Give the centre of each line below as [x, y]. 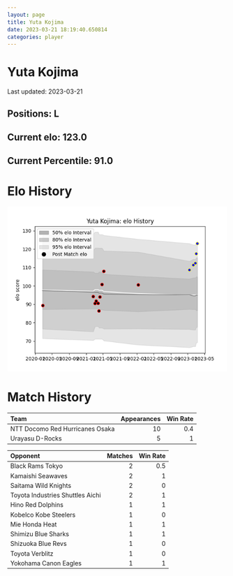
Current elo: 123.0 [47, 137]
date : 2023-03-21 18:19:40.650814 [58, 29]
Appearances [141, 418]
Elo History [40, 191]
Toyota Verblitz [32, 553]
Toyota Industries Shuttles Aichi [55, 495]
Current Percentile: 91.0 [60, 161]
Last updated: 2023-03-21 [45, 91]
